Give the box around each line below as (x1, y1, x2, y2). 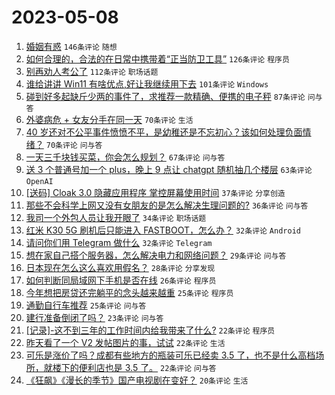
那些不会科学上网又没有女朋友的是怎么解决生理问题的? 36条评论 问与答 (25, 199, 309, 211)
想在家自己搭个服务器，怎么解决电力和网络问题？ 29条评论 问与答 (25, 249, 287, 261)
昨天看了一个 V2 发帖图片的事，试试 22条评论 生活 (25, 336, 226, 348)
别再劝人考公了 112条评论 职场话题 (25, 65, 159, 77)
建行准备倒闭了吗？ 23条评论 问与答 (25, 311, 164, 323)
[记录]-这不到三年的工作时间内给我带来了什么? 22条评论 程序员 (25, 324, 276, 336)
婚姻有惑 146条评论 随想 (25, 40, 118, 52)
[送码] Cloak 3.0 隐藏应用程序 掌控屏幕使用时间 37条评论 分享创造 (25, 186, 286, 198)
